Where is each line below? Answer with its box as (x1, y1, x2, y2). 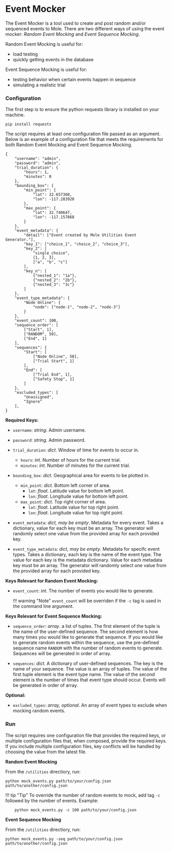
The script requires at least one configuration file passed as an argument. (5, 131, 161, 137)
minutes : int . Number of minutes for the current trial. (20, 462, 130, 468)
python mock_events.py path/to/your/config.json (5, 778, 111, 784)
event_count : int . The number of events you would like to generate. (12, 588, 154, 594)
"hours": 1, (24, 170, 50, 175)
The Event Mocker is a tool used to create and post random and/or (5, 20, 146, 26)
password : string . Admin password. (12, 437, 86, 443)
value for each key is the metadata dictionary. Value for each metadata (12, 557, 163, 563)
